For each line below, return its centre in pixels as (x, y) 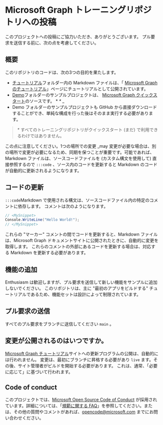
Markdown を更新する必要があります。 (50, 253)
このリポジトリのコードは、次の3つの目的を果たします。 (62, 72)
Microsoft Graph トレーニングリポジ (78, 10)
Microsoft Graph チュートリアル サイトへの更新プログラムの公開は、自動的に (82, 353)
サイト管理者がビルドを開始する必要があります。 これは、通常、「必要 (88, 365)
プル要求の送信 (28, 311)
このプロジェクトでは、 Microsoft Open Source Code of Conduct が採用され (81, 400)
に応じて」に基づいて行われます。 (39, 372)
